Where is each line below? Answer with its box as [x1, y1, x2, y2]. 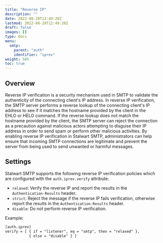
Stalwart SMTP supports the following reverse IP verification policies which [5, 170, 155, 176]
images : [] [5, 30, 27, 34]
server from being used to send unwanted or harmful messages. [5, 144, 134, 149]
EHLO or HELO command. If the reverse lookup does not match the [5, 113, 139, 118]
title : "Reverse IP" [5, 7, 47, 12]
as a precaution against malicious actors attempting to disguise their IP [5, 123, 147, 129]
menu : [5, 39, 16, 44]
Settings [5, 158, 32, 166]
